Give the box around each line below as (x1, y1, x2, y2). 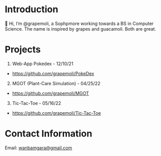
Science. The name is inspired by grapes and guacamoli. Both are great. (5, 25, 156, 32)
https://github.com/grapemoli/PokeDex (12, 70, 95, 76)
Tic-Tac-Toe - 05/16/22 (12, 100, 62, 106)
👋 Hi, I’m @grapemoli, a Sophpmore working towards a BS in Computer (5, 20, 154, 27)
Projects (5, 44, 41, 56)
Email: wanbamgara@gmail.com (5, 144, 72, 151)
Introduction (5, 4, 59, 15)
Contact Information (5, 128, 93, 140)
